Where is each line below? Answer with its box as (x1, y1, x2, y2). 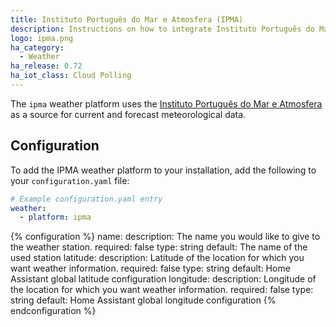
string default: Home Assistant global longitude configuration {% (10, 294, 277, 306)
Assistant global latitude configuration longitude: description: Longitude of (10, 273, 317, 285)
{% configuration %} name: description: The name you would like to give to (10, 231, 321, 243)
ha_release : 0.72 (10, 61, 83, 71)
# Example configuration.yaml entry (10, 194, 163, 204)
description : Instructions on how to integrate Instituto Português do (10, 24, 315, 34)
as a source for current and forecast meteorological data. (10, 108, 247, 120)
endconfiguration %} (10, 305, 97, 317)
